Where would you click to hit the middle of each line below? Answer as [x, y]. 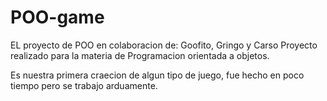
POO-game [57, 17]
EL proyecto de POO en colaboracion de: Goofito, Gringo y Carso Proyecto [164, 45]
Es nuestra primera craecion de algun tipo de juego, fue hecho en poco [157, 75]
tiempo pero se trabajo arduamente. [84, 85]
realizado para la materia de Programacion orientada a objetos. [140, 55]
